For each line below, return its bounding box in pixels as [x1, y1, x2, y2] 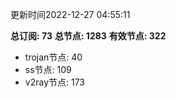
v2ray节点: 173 [24, 76, 86, 88]
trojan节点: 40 [24, 51, 83, 63]
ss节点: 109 [24, 64, 72, 75]
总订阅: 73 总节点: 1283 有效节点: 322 [10, 30, 167, 42]
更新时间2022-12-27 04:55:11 [10, 9, 131, 20]
